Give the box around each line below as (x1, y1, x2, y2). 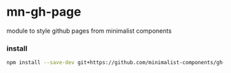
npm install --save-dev (6, 59, 75, 66)
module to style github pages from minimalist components (6, 27, 172, 35)
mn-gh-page (6, 4, 81, 20)
